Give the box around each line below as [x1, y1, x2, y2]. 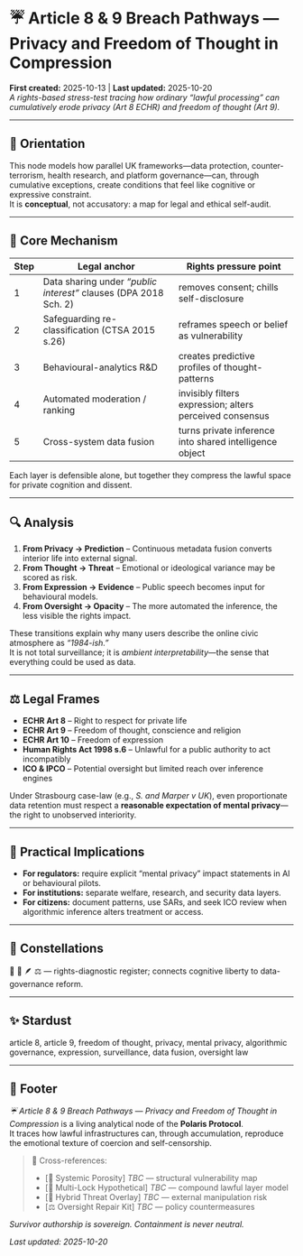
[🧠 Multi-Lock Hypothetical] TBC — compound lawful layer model [44, 1182, 289, 1193]
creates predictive [178, 349, 255, 362]
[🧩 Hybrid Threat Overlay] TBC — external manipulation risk [44, 1192, 268, 1203]
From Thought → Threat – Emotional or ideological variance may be [22, 562, 276, 574]
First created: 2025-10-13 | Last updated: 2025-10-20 [9, 82, 213, 93]
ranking [42, 403, 76, 416]
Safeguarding [42, 312, 101, 325]
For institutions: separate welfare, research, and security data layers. [22, 887, 281, 898]
